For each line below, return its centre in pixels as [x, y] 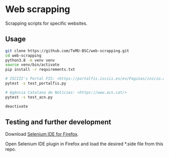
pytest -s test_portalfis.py [36, 83]
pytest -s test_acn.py [29, 97]
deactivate [17, 106]
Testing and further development [58, 122]
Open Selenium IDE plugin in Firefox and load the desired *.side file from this [84, 144]
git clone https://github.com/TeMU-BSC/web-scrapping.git [67, 51]
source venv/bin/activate [32, 65]
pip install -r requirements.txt [40, 70]
